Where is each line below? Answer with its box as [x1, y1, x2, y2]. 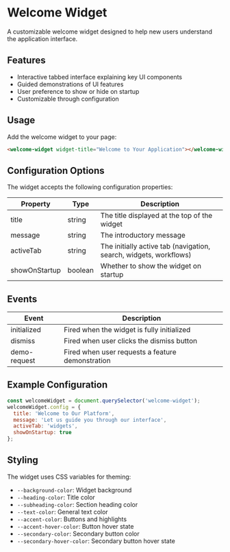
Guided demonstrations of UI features [16, 80, 124, 88]
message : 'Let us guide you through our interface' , [13, 416, 167, 423]
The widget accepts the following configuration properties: [7, 183, 173, 191]
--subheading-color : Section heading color [16, 500, 138, 508]
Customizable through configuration [16, 95, 120, 103]
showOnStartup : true [13, 429, 72, 436]
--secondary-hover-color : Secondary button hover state [16, 536, 176, 545]
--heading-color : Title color [16, 493, 96, 501]
